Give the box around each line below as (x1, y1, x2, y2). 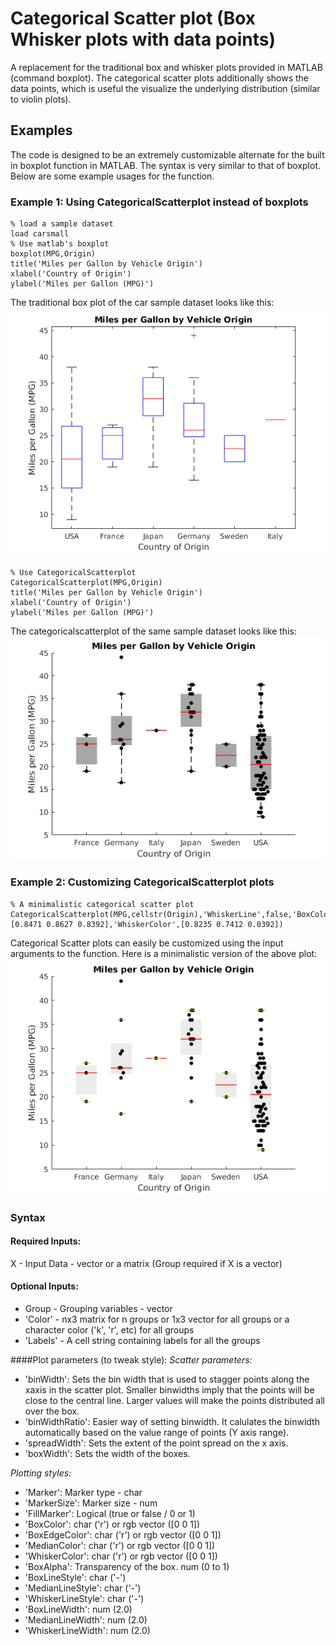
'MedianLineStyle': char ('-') (24, 1582, 142, 1594)
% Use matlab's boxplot (10, 239, 110, 249)
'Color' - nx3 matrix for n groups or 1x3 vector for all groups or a (24, 1313, 290, 1325)
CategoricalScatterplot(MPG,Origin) (10, 577, 163, 587)
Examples (10, 122, 73, 139)
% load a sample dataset (10, 219, 114, 229)
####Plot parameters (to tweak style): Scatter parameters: (10, 1353, 253, 1366)
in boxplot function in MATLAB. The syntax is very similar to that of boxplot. (10, 159, 322, 171)
